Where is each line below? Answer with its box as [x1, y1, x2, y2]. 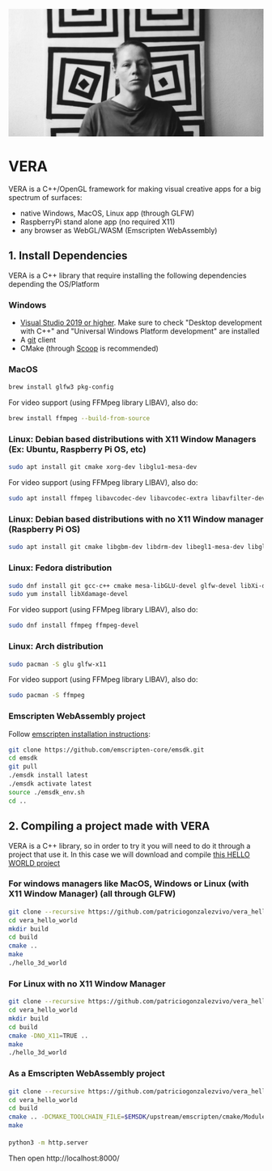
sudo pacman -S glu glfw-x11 [8, 660, 107, 668]
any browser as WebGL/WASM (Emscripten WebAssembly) [19, 225, 218, 235]
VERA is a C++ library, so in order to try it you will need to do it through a [8, 841, 251, 850]
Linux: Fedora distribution [8, 562, 113, 573]
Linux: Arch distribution [8, 641, 104, 652]
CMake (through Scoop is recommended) [19, 343, 159, 353]
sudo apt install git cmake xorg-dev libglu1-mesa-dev [8, 463, 198, 471]
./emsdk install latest [8, 771, 89, 780]
